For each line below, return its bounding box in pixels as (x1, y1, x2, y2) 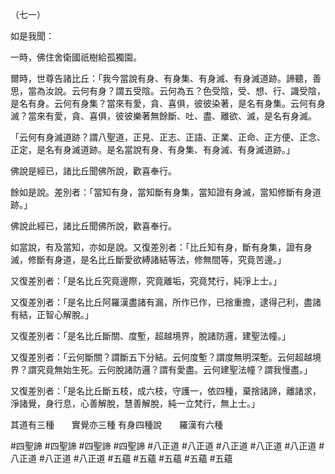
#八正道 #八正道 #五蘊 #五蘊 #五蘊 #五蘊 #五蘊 (38, 453, 233, 464)
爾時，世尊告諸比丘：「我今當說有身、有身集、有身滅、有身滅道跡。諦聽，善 (10, 73, 322, 84)
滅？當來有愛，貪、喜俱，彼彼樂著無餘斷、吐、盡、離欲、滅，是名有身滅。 (10, 110, 317, 122)
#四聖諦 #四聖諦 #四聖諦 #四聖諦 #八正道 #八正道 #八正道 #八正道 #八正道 (10, 440, 317, 452)
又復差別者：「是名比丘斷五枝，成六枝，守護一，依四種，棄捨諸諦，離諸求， (10, 385, 322, 397)
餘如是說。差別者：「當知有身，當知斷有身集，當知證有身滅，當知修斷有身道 (10, 186, 322, 198)
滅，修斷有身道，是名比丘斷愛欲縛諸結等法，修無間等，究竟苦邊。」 (10, 254, 287, 265)
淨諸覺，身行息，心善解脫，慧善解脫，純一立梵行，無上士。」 (10, 398, 260, 409)
